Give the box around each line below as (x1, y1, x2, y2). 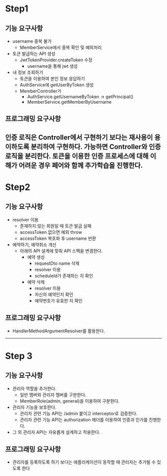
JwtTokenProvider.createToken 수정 (19, 57, 93, 63)
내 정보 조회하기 (12, 69, 43, 75)
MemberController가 (19, 88, 62, 94)
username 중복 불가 (12, 38, 52, 44)
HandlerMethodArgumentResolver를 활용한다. (12, 327, 105, 334)
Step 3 (5, 350, 33, 361)
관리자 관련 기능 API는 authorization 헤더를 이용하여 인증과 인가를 (19, 417, 148, 423)
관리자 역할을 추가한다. (12, 385, 57, 391)
